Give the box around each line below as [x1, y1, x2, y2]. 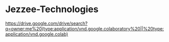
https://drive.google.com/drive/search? [5, 20, 88, 26]
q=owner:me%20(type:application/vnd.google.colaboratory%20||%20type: [5, 25, 164, 31]
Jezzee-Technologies [5, 4, 99, 15]
